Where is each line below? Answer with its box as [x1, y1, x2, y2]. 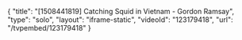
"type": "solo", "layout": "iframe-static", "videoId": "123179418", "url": [7, 15, 233, 24]
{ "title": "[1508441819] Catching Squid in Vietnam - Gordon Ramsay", [7, 7, 235, 16]
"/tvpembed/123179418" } [7, 24, 92, 32]
